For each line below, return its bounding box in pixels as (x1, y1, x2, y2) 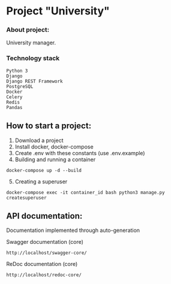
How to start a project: (6, 121, 92, 131)
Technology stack (6, 54, 60, 62)
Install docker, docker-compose (14, 143, 94, 150)
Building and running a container (14, 156, 96, 163)
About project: (6, 26, 50, 34)
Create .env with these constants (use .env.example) (14, 149, 145, 156)
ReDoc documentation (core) (6, 261, 78, 268)
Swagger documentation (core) (6, 238, 84, 246)
